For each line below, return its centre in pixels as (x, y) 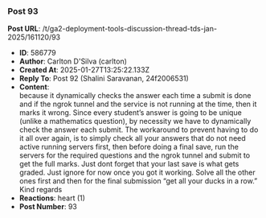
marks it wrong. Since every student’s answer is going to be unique (130, 113)
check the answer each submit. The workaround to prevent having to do (139, 130)
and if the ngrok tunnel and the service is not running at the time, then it (138, 104)
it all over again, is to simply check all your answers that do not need (132, 138)
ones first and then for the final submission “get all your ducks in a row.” (138, 181)
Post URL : (24, 29)
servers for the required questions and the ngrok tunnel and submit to (135, 155)
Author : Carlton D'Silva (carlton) (73, 61)
